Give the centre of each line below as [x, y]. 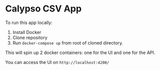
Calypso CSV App [43, 9]
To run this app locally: [29, 22]
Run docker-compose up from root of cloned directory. [68, 42]
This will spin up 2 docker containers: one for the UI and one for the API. [80, 52]
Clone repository [30, 37]
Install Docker [27, 32]
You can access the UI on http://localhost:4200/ [57, 62]
